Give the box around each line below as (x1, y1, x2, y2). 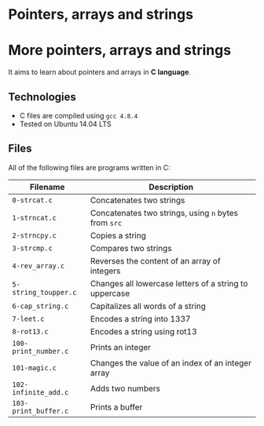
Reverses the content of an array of (90, 255, 222, 266)
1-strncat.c (12, 213, 57, 222)
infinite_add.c (12, 388, 69, 397)
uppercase (90, 288, 130, 299)
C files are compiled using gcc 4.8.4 (19, 111, 138, 120)
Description (148, 181, 194, 192)
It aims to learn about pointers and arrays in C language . (8, 67, 191, 77)
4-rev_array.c (12, 261, 65, 270)
